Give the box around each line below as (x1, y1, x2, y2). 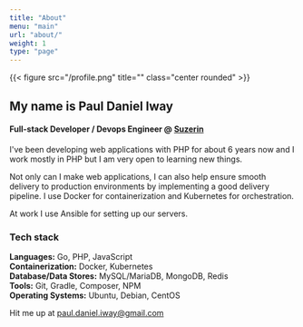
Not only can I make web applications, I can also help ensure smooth (9, 171, 267, 182)
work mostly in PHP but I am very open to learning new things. (9, 154, 243, 164)
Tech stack (9, 231, 59, 243)
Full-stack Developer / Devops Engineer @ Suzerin (9, 124, 204, 134)
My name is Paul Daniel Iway (9, 98, 174, 114)
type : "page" (9, 47, 59, 56)
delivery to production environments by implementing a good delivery (9, 181, 270, 192)
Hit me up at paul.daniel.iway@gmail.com (9, 308, 164, 319)
